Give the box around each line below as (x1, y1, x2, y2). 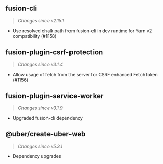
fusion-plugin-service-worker (5, 91, 104, 100)
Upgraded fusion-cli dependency (12, 115, 83, 121)
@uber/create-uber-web (5, 130, 86, 138)
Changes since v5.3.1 (17, 143, 63, 150)
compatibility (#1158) (12, 33, 57, 39)
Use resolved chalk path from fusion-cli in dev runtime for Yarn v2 (12, 28, 152, 34)
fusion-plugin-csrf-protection (5, 48, 103, 57)
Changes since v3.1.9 (17, 105, 63, 111)
